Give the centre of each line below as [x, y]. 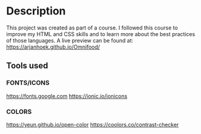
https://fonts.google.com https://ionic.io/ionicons [67, 96]
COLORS [19, 111]
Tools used [27, 66]
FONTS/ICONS [28, 83]
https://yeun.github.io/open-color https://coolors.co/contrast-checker [92, 124]
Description [36, 11]
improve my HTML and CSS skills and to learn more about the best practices [101, 34]
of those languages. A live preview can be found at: [70, 40]
